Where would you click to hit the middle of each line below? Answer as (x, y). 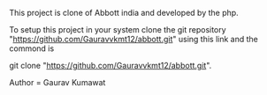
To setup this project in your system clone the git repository (118, 29)
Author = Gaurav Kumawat (57, 82)
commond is (32, 48)
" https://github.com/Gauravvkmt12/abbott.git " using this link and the (133, 39)
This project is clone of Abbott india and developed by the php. (124, 13)
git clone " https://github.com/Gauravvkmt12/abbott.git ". (111, 66)
